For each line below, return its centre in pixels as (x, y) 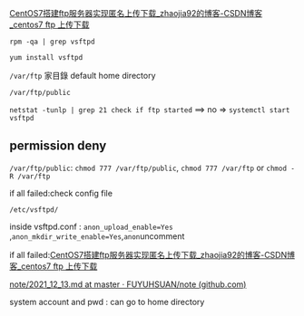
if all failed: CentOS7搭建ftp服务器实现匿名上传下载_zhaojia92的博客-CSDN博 (152, 254)
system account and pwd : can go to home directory (107, 302)
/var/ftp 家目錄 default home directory (83, 76)
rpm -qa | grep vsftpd (52, 42)
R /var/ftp (30, 176)
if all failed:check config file (61, 193)
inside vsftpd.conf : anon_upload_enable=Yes (92, 226)
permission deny (58, 146)
